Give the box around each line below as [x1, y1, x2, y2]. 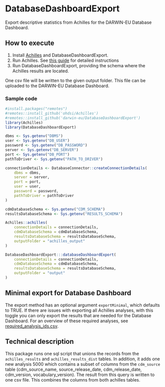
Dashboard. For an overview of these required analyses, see [5, 318, 128, 324]
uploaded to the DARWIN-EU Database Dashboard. [5, 83, 110, 89]
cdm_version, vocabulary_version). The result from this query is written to [5, 372, 155, 378]
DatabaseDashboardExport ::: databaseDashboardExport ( [5, 252, 116, 257]
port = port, [14, 179, 41, 185]
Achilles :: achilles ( [5, 220, 48, 225]
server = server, [14, 175, 50, 180]
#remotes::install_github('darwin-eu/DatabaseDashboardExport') [5, 115, 141, 120]
